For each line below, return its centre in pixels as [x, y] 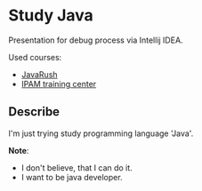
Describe [34, 112]
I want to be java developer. [72, 177]
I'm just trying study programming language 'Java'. [101, 133]
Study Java [51, 16]
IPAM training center [59, 84]
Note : [19, 150]
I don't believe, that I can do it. [77, 167]
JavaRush [40, 74]
